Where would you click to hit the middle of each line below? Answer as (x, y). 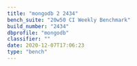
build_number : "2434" (38, 26)
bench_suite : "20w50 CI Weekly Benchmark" (69, 20)
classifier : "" (29, 39)
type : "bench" (28, 52)
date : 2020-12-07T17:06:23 (46, 45)
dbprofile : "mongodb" (38, 33)
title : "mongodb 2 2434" (43, 13)
